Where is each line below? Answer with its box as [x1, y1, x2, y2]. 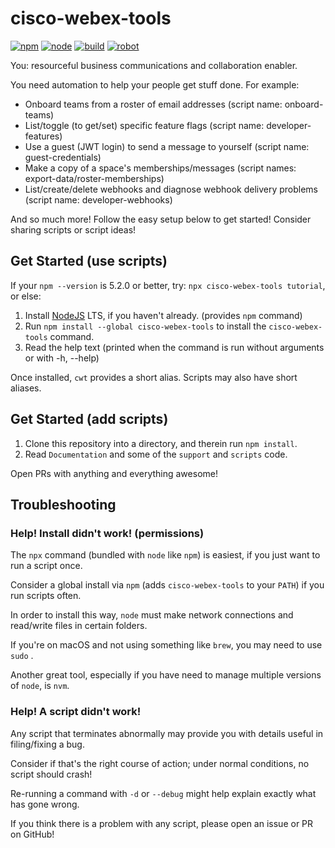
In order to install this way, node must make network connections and [10, 609, 294, 621]
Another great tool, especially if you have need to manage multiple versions [10, 669, 322, 681]
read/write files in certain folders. [10, 620, 148, 632]
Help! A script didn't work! [10, 705, 142, 719]
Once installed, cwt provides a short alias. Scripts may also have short [10, 371, 298, 383]
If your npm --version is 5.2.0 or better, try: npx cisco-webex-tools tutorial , [10, 279, 326, 291]
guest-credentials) [24, 151, 102, 163]
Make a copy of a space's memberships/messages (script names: [24, 162, 297, 174]
